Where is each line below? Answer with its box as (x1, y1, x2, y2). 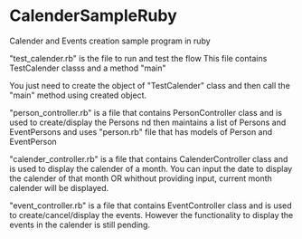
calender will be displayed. (9, 182, 109, 193)
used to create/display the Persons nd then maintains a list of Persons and (9, 117, 287, 128)
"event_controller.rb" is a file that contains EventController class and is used (9, 200, 292, 211)
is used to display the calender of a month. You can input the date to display (9, 163, 293, 174)
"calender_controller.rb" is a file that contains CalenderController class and (9, 153, 288, 164)
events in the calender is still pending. (9, 219, 151, 230)
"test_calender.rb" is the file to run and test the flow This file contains (9, 53, 268, 63)
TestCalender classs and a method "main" (9, 62, 166, 73)
